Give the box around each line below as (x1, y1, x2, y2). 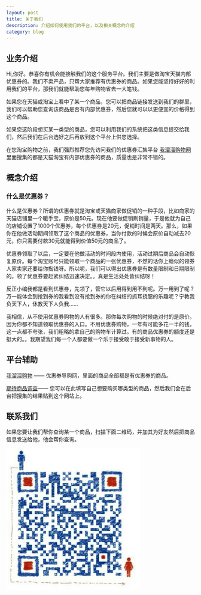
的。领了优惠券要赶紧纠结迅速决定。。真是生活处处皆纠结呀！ (6, 272, 156, 279)
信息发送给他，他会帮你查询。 (6, 436, 80, 443)
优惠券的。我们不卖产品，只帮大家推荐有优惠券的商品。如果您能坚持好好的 (6, 78, 190, 85)
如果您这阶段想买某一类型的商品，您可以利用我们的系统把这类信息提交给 (6, 126, 184, 133)
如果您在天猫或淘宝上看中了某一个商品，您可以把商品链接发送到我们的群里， (6, 98, 195, 105)
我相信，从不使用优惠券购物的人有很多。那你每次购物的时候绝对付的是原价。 (6, 313, 195, 320)
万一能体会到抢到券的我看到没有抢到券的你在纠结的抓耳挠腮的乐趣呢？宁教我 (6, 292, 195, 300)
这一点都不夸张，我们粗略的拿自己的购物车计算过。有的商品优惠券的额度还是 (6, 328, 195, 335)
